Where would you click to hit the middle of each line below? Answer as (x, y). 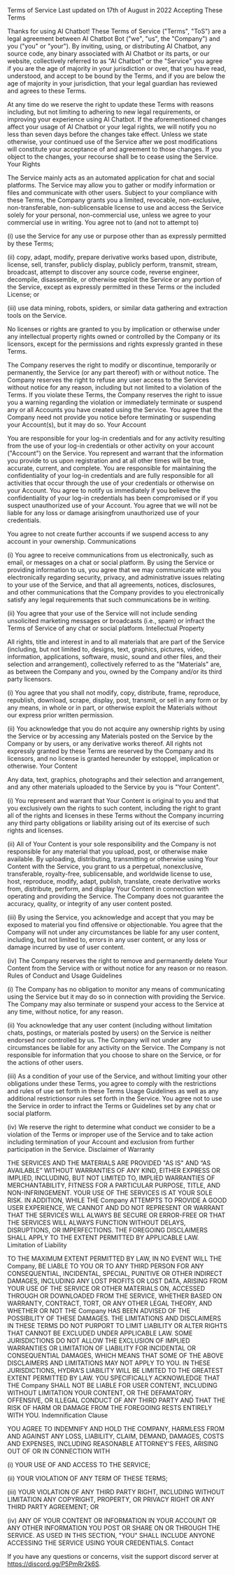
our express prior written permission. (60, 715)
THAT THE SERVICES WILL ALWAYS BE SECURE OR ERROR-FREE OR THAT (116, 1215)
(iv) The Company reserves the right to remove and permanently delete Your (117, 961)
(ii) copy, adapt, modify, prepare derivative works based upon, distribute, (113, 257)
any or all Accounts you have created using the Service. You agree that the (115, 410)
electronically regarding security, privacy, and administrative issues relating (116, 577)
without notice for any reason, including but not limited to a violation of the (114, 387)
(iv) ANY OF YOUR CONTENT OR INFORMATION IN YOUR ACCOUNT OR (112, 1520)
